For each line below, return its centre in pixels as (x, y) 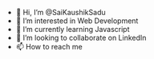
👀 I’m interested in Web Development (77, 21)
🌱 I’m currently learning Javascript (73, 29)
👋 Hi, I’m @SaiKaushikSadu (61, 12)
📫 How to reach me (49, 47)
